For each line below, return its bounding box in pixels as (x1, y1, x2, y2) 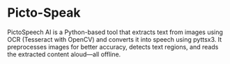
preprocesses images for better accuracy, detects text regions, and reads (7, 42, 219, 51)
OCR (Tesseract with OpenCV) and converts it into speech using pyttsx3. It (7, 35, 222, 43)
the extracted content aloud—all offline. (7, 50, 121, 58)
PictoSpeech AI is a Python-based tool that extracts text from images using (7, 28, 223, 36)
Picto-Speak (7, 5, 81, 21)
